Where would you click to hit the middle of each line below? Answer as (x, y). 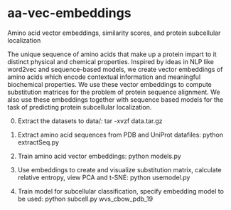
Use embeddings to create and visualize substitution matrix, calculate (119, 169)
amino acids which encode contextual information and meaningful (104, 77)
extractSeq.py (38, 142)
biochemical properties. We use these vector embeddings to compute (109, 84)
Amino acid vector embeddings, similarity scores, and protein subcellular (114, 33)
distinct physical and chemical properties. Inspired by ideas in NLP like (111, 61)
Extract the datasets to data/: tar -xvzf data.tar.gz (90, 121)
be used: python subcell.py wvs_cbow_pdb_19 (85, 199)
